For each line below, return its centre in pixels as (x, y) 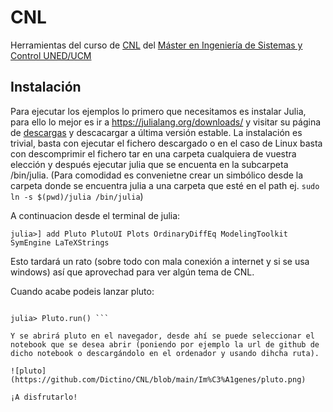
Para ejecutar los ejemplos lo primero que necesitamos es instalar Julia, (158, 111)
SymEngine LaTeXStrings (60, 242)
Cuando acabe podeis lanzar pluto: (82, 291)
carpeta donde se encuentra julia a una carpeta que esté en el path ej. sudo (165, 185)
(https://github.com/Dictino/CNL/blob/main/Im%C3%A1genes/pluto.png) (158, 379)
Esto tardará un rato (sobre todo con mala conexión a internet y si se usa (160, 261)
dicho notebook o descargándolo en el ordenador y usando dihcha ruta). (165, 353)
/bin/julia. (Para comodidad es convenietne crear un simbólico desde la (157, 175)
